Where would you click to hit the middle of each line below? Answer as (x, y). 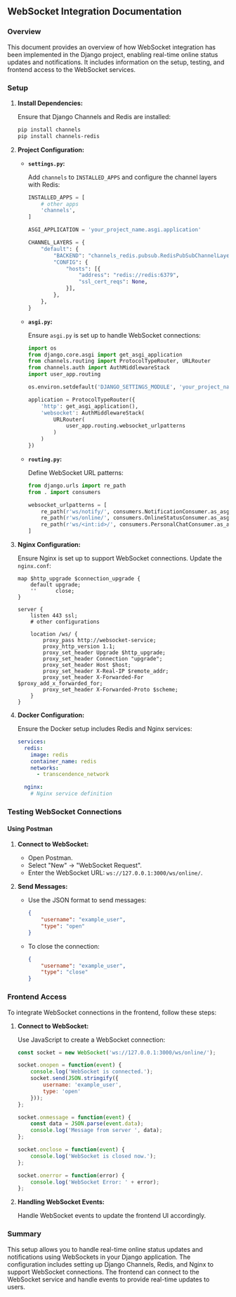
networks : (45, 768)
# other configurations (65, 622)
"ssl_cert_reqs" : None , (113, 282)
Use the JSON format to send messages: (87, 900)
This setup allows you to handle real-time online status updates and (105, 1249)
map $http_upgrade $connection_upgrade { (79, 579)
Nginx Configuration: (49, 545)
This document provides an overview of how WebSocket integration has (112, 47)
